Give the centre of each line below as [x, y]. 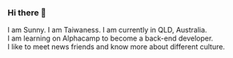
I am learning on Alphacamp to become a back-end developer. [110, 38]
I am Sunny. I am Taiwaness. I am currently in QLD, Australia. [107, 30]
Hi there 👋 [27, 13]
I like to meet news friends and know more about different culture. [116, 47]
